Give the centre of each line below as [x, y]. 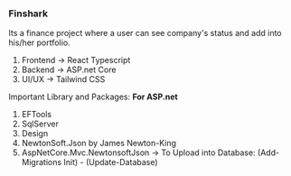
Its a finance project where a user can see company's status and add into [145, 33]
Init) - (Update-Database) [111, 162]
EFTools [36, 115]
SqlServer [40, 124]
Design [35, 134]
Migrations [42, 162]
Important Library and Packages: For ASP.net [93, 97]
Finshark [28, 14]
